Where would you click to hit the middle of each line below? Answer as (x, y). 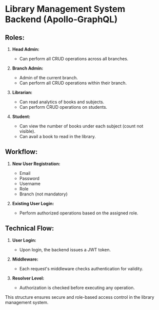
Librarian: (22, 92)
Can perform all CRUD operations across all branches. (74, 59)
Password (30, 178)
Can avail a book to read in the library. (58, 136)
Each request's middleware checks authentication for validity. (81, 268)
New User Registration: (36, 164)
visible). (27, 131)
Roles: (15, 37)
